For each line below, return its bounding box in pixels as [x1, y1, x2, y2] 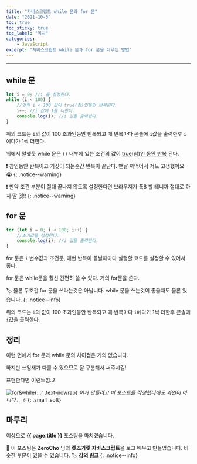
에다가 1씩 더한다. [6, 137, 46, 144]
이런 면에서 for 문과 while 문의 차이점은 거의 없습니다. [6, 351, 129, 358]
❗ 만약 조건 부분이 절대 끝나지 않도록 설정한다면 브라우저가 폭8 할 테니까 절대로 [6, 183, 185, 190]
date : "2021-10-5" [6, 14, 51, 20]
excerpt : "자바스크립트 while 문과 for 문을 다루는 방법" [6, 47, 133, 53]
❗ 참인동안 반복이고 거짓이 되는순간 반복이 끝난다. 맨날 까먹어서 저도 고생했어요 [6, 162, 185, 169]
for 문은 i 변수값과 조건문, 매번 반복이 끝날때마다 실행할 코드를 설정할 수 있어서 [6, 255, 186, 262]
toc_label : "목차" [6, 31, 49, 36]
